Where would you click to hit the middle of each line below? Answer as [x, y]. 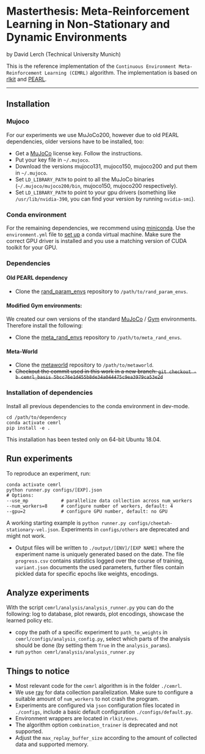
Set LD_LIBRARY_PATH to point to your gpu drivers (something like [95, 192]
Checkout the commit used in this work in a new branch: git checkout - [106, 371]
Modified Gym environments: [44, 305]
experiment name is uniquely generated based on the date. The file [99, 554]
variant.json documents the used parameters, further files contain [99, 567]
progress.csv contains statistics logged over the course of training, [99, 561]
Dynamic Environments [67, 37]
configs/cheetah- [150, 523]
